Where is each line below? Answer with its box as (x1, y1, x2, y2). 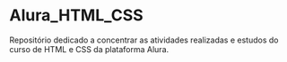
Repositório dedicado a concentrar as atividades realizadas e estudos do (9, 35, 279, 45)
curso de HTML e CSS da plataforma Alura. (9, 43, 170, 54)
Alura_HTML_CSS (9, 5, 143, 26)
